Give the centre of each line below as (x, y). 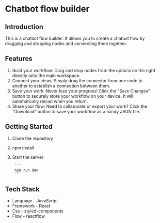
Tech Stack (22, 189)
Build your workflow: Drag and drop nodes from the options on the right (84, 70)
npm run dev (26, 170)
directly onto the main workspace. (46, 75)
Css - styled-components (38, 211)
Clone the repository (32, 138)
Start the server (28, 157)
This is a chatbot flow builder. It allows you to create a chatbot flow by (75, 38)
